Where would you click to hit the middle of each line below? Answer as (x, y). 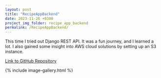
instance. (14, 52)
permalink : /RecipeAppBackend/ (37, 28)
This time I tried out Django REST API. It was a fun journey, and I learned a (80, 41)
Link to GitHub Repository (31, 61)
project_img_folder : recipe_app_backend (47, 23)
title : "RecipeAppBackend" (32, 14)
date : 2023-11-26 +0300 (29, 18)
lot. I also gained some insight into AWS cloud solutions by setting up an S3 (81, 47)
